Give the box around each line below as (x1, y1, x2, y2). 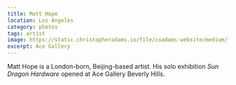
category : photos (7, 23, 58, 30)
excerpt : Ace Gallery (7, 43, 71, 50)
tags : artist (7, 30, 46, 37)
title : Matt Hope (7, 10, 58, 18)
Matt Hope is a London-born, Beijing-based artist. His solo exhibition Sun (7, 63, 219, 70)
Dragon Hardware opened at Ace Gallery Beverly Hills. (7, 70, 165, 78)
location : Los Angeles (7, 17, 74, 24)
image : (7, 37, 27, 44)
